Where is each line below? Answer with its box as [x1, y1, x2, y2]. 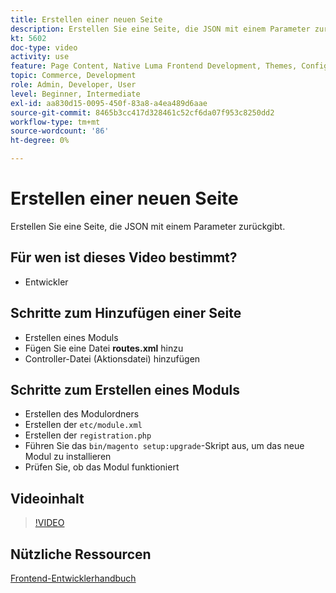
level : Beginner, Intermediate [10, 89, 141, 99]
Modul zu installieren [24, 451, 112, 463]
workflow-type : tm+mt [10, 117, 101, 127]
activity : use [10, 52, 70, 62]
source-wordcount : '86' [10, 126, 110, 136]
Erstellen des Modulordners [24, 408, 140, 420]
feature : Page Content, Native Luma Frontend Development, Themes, [10, 61, 298, 71]
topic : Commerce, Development [10, 71, 137, 81]
